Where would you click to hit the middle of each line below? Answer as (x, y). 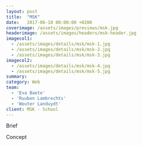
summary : (17, 77)
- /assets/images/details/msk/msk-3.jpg (61, 55)
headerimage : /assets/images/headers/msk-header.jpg (71, 33)
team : (13, 88)
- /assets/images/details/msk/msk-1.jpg (61, 44)
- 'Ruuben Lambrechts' (39, 98)
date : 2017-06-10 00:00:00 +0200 (49, 22)
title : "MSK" (23, 17)
